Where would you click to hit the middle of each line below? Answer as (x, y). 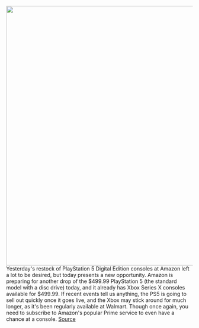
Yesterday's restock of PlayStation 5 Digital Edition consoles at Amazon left (98, 269)
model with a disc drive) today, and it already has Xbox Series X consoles (96, 287)
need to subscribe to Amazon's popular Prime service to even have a (90, 313)
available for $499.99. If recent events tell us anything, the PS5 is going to (96, 294)
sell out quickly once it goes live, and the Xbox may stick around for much (96, 300)
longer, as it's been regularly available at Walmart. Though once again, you (97, 306)
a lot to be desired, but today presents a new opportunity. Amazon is (90, 275)
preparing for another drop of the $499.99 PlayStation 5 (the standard (92, 281)
